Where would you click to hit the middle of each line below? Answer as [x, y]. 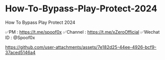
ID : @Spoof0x [20, 37]
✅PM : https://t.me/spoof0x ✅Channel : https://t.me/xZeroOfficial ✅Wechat [82, 32]
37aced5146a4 [20, 52]
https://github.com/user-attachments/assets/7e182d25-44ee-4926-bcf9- [81, 47]
